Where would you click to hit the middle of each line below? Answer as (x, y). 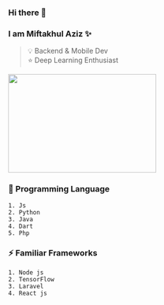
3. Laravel (26, 286)
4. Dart (21, 226)
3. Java (21, 219)
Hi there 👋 (28, 13)
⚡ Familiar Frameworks (53, 253)
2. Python (24, 212)
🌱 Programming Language (59, 189)
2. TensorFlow (32, 279)
